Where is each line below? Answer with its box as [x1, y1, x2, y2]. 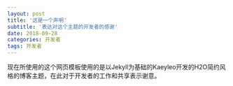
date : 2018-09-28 [7, 29, 58, 37]
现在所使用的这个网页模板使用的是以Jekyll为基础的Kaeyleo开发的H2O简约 [7, 63, 220, 71]
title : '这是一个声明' [7, 17, 67, 24]
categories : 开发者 [7, 36, 61, 43]
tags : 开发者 [7, 43, 42, 50]
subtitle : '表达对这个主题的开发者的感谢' [7, 23, 118, 30]
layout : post [7, 10, 45, 17]
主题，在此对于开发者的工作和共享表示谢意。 [31, 71, 161, 80]
